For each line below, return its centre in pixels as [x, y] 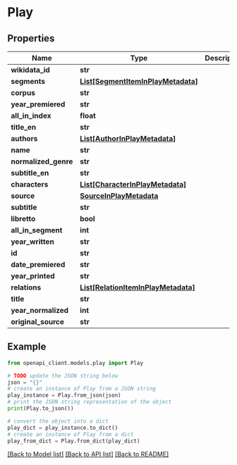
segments [28, 81]
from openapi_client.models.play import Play [75, 363]
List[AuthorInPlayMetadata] [128, 138]
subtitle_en [30, 173]
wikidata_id [31, 70]
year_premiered [38, 104]
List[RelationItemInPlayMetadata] [138, 287]
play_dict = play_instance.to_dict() [63, 428]
